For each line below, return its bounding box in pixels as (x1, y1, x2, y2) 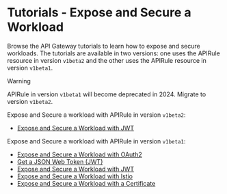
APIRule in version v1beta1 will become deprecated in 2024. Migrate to (7, 90, 206, 98)
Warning (7, 77, 31, 85)
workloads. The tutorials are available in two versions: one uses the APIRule (7, 49, 220, 57)
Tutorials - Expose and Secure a (7, 5, 191, 20)
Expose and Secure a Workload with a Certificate (16, 179, 156, 187)
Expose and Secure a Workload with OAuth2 (16, 150, 142, 158)
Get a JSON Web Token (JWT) (16, 157, 103, 165)
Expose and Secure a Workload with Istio (16, 172, 133, 180)
